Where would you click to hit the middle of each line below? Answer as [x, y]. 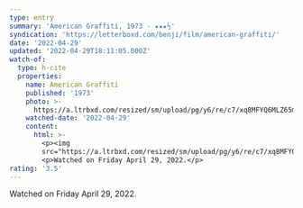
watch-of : [28, 59]
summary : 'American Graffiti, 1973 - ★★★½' [92, 26]
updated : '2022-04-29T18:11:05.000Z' [80, 51]
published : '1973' [60, 93]
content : [42, 127]
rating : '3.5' [36, 168]
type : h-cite [42, 68]
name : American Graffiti [72, 85]
